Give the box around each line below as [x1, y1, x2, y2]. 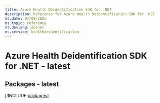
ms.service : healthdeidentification [5, 29, 79, 34]
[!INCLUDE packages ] [5, 93, 49, 98]
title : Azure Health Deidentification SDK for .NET [5, 7, 112, 12]
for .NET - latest [5, 61, 70, 72]
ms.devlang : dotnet [5, 25, 45, 30]
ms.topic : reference [5, 20, 47, 26]
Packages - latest [5, 80, 59, 88]
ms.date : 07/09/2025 [5, 16, 47, 21]
